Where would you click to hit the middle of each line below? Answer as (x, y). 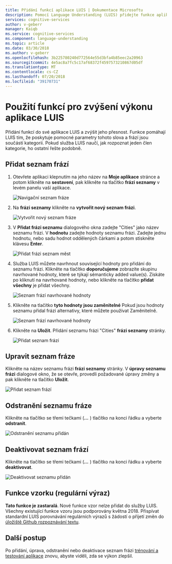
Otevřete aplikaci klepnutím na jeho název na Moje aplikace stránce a (86, 177)
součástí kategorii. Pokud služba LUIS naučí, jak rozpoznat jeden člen (79, 143)
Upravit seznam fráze (40, 356)
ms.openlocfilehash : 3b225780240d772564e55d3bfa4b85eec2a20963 (74, 58)
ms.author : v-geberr (27, 53)
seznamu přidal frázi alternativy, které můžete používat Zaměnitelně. (85, 310)
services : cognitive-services (38, 19)
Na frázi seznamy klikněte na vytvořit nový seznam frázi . (74, 207)
